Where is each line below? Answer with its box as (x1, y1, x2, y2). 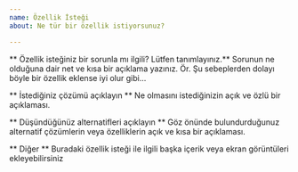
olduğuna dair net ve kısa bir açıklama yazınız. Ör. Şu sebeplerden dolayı (9, 63, 276, 74)
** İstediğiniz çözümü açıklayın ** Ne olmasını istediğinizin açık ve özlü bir (9, 90, 281, 101)
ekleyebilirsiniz (9, 152, 64, 163)
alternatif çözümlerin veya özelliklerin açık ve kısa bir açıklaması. (9, 126, 246, 136)
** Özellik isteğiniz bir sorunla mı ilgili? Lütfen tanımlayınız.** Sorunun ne (9, 53, 275, 64)
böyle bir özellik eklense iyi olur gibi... (9, 72, 147, 83)
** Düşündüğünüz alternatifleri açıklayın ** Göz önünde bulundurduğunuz (9, 117, 280, 127)
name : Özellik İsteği (9, 12, 90, 22)
